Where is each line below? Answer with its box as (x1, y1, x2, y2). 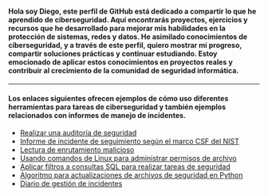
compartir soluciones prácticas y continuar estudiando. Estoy (8, 49, 218, 58)
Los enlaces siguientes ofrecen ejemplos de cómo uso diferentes (8, 93, 229, 103)
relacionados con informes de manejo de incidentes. (8, 110, 186, 120)
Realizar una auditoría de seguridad (19, 128, 137, 138)
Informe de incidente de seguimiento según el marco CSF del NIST (19, 136, 239, 147)
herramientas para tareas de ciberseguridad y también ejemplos (8, 102, 226, 112)
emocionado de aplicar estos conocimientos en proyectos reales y (8, 57, 233, 67)
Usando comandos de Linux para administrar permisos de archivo (19, 154, 237, 163)
